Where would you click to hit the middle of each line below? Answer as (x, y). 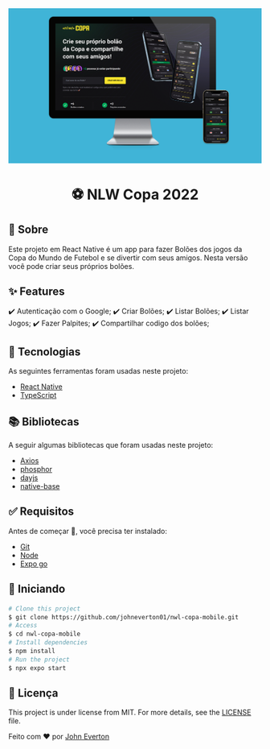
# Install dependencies (48, 643)
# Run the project (39, 660)
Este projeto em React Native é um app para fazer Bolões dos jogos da (125, 249)
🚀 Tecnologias (45, 352)
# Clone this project (45, 608)
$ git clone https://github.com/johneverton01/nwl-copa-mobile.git (124, 617)
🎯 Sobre (29, 230)
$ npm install (32, 652)
